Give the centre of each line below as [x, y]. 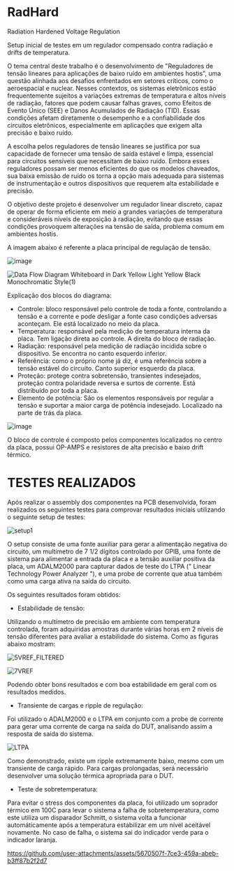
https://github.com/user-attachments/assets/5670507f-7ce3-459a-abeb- [113, 853]
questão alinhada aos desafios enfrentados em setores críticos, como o [110, 80]
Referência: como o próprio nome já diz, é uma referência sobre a [112, 361]
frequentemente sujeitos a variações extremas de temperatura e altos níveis [117, 96]
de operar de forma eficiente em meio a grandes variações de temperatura [115, 211]
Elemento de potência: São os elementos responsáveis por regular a [116, 398]
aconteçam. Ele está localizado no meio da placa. [89, 323]
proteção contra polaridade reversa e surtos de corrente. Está [106, 383]
